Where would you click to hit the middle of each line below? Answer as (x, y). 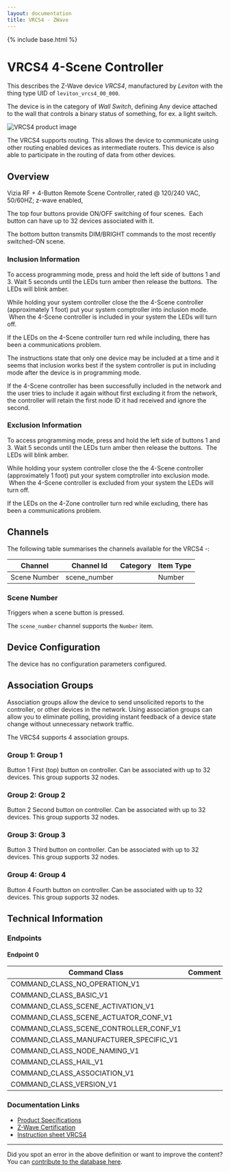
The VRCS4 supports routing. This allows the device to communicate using (113, 141)
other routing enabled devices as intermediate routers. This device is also (111, 147)
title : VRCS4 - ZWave (38, 20)
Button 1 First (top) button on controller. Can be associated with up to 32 (109, 769)
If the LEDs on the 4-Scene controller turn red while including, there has (108, 337)
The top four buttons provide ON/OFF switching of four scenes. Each (105, 214)
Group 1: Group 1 (35, 755)
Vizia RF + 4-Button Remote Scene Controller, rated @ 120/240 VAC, (104, 193)
